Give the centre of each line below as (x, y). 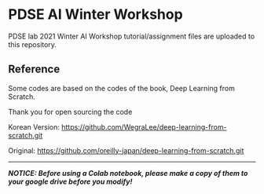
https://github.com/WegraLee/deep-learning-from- (144, 126)
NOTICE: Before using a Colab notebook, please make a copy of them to (128, 173)
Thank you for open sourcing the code (70, 112)
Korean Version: (34, 126)
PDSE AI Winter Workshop (95, 15)
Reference (34, 70)
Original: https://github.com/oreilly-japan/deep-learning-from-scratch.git (126, 150)
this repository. (33, 44)
